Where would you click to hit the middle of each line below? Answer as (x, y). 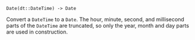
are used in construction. (37, 32)
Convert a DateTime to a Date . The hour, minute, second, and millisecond (95, 19)
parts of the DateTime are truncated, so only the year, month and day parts (98, 26)
